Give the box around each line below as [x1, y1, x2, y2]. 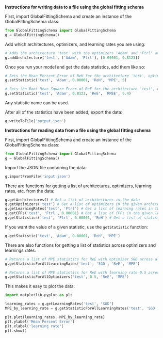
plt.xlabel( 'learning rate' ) [5, 323, 64, 329]
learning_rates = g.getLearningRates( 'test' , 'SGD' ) [5, 302, 114, 306]
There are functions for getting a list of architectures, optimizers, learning [5, 183, 152, 189]
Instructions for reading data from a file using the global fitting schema [5, 127, 151, 133]
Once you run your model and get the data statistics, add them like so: [5, 64, 146, 70]
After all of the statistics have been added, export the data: [5, 109, 123, 115]
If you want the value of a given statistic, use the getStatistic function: [5, 224, 148, 230]
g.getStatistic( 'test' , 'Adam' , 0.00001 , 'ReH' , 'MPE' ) [5, 233, 120, 238]
